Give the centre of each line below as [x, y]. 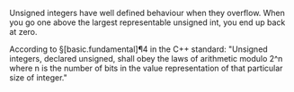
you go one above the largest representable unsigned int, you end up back [147, 22]
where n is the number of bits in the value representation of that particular [146, 68]
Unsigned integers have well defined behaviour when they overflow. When [147, 13]
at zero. [23, 32]
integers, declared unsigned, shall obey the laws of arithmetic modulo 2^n [146, 59]
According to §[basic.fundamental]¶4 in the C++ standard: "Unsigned [138, 49]
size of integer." [38, 78]
